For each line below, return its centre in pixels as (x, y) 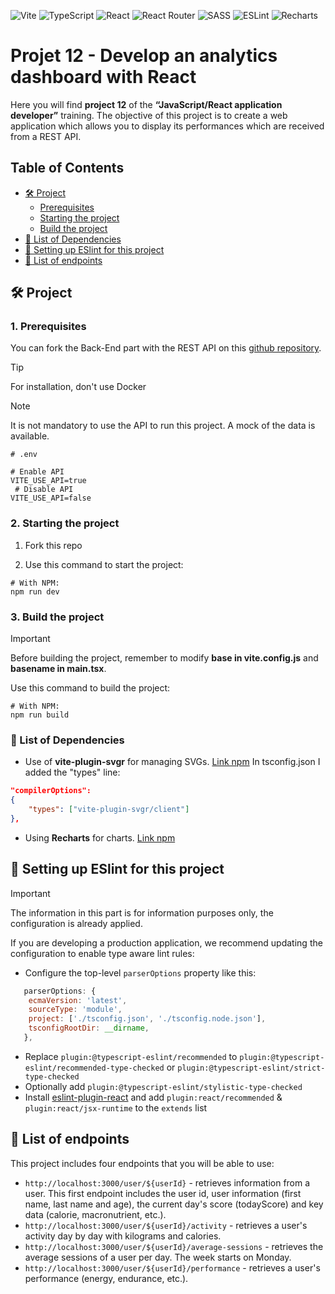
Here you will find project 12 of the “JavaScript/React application (146, 104)
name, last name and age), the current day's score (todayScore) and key (174, 1204)
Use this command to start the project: (104, 564)
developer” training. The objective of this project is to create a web (149, 115)
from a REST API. (46, 136)
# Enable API (37, 472)
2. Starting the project (65, 523)
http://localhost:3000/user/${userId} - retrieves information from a (167, 1182)
